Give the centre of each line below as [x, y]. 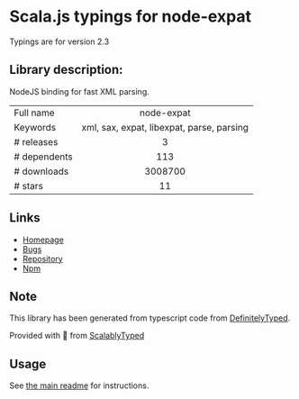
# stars [28, 186]
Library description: [66, 70]
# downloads [41, 171]
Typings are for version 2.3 [59, 41]
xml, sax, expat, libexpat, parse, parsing [165, 127]
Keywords [35, 127]
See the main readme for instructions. [79, 385]
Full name [35, 113]
